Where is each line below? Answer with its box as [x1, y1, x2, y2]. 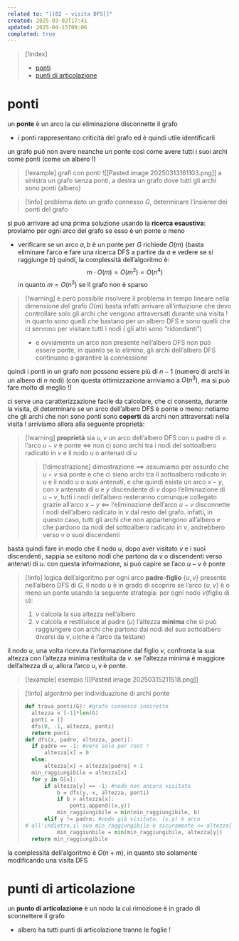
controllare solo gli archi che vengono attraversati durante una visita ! [24, 309, 228, 318]
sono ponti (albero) [24, 184, 81, 192]
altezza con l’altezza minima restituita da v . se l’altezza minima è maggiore [7, 654, 225, 662]
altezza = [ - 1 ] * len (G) [31, 709, 99, 717]
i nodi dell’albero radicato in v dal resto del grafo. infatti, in [42, 508, 213, 516]
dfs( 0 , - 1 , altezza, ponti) [31, 722, 115, 730]
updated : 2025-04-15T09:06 [7, 24, 87, 31]
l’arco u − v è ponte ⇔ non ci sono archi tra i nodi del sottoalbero [24, 441, 217, 449]
